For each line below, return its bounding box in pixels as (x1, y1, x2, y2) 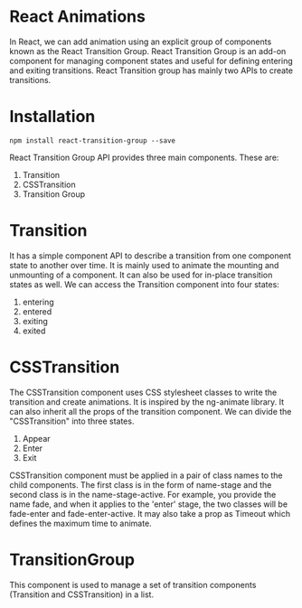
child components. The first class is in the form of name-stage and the (9, 479, 272, 490)
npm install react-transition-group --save (9, 136, 176, 145)
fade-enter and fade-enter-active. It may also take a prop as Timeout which (9, 508, 291, 519)
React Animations (9, 6, 146, 27)
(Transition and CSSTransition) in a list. (9, 589, 155, 600)
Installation (9, 107, 96, 127)
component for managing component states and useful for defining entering (9, 55, 294, 66)
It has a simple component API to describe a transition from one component (9, 250, 291, 261)
